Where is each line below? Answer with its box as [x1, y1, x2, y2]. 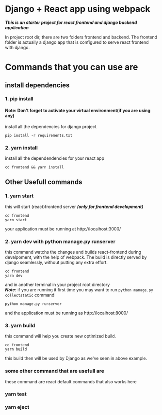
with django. [5, 44, 30, 50]
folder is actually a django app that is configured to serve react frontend [5, 39, 149, 45]
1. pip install [5, 95, 34, 102]
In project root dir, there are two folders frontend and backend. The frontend [5, 34, 158, 40]
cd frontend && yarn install [5, 165, 64, 170]
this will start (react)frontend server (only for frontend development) [5, 204, 144, 209]
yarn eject [5, 404, 30, 411]
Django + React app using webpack [5, 3, 150, 15]
